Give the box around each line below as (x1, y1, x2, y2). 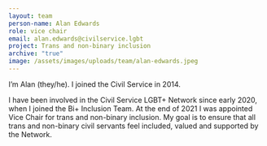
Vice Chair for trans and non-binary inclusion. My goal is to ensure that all (8, 112, 256, 122)
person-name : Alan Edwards (8, 19, 100, 28)
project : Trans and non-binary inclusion (8, 42, 151, 50)
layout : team (8, 11, 53, 20)
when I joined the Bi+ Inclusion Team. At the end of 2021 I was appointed (8, 103, 253, 114)
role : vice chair (8, 27, 68, 35)
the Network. (8, 129, 53, 139)
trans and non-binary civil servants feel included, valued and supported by (8, 121, 259, 131)
